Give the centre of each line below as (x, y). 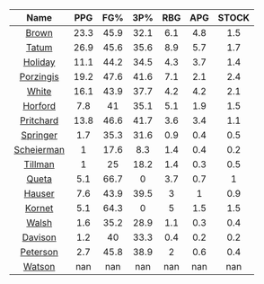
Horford (39, 106)
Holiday (39, 62)
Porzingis (40, 77)
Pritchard (39, 120)
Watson (39, 266)
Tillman (40, 164)
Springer (40, 135)
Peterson (39, 252)
